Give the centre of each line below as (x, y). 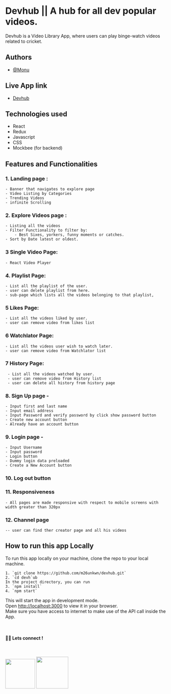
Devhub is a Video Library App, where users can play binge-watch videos (83, 36)
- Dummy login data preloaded (38, 461)
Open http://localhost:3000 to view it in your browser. (62, 606)
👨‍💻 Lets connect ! (24, 638)
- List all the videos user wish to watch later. (59, 346)
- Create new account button (36, 420)
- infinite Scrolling (28, 203)
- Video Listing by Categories (39, 194)
